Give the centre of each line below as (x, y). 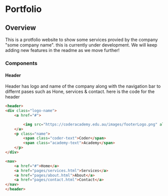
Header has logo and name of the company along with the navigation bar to (83, 86)
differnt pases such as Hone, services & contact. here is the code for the (80, 91)
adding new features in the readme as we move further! (62, 50)
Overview (21, 28)
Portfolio (23, 9)
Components (21, 63)
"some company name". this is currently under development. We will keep (81, 45)
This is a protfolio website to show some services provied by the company (82, 39)
